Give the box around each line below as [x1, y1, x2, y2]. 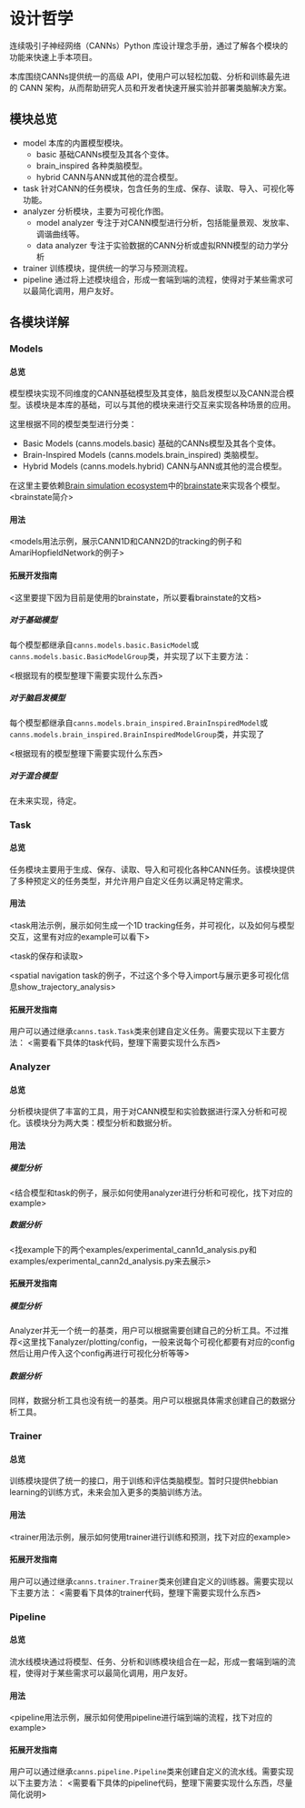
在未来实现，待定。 [9, 795, 82, 806]
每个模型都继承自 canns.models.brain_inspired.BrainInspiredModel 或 [9, 716, 269, 728]
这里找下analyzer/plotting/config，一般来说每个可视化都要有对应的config [22, 1336, 295, 1347]
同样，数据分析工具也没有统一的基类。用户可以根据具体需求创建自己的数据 [9, 1395, 288, 1407]
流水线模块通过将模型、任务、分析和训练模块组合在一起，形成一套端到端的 [9, 1656, 288, 1667]
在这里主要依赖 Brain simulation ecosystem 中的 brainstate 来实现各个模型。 [9, 480, 285, 492]
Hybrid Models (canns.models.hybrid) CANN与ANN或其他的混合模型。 [22, 461, 288, 472]
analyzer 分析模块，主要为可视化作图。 [22, 206, 170, 217]
